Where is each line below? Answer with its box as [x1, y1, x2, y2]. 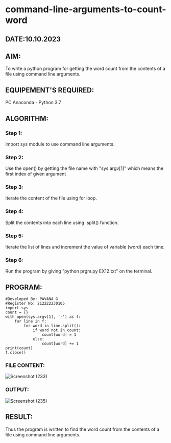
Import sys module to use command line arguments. [5, 141, 115, 147]
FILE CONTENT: [5, 362, 45, 369]
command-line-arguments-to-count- [5, 4, 166, 15]
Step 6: [5, 257, 24, 263]
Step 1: [5, 129, 22, 136]
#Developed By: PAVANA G [5, 297, 58, 302]
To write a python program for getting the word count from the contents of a [5, 65, 166, 72]
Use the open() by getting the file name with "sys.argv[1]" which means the [5, 165, 164, 171]
